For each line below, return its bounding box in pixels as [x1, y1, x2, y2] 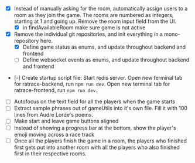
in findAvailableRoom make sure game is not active [22, 24, 146, 31]
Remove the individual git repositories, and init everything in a [13, 30, 163, 38]
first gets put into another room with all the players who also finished [13, 144, 180, 151]
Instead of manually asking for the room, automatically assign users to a [13, 5, 188, 12]
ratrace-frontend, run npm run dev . [13, 87, 98, 94]
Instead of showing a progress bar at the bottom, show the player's [13, 124, 176, 131]
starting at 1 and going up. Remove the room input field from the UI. [13, 18, 177, 25]
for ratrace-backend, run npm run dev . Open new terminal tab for [13, 80, 170, 87]
